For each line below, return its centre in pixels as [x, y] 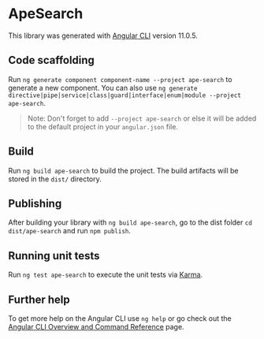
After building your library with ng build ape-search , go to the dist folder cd [130, 222]
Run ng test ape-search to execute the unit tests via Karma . [106, 275]
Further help [39, 299]
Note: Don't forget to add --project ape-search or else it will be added [142, 118]
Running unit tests [54, 256]
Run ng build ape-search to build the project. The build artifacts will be [123, 170]
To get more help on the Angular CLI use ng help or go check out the [120, 319]
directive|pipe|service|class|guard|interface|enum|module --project [125, 95]
